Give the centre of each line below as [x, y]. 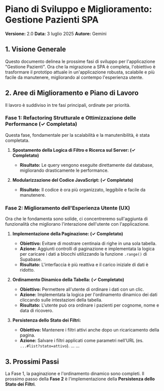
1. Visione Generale [36, 49]
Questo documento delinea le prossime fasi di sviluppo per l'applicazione [80, 61]
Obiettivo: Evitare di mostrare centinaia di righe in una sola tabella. [88, 244]
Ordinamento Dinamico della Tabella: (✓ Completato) [68, 280]
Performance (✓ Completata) [41, 124]
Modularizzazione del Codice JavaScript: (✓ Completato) [73, 180]
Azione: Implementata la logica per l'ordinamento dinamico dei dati [88, 295]
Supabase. [31, 259]
